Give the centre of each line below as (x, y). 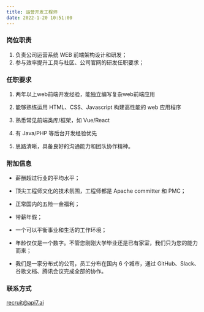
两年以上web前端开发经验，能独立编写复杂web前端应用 (85, 94)
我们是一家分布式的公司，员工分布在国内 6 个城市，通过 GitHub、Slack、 (107, 264)
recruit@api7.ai (25, 302)
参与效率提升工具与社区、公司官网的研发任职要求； (80, 62)
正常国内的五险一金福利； (47, 204)
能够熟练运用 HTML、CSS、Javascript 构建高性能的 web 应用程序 (98, 107)
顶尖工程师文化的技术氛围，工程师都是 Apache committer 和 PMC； (100, 191)
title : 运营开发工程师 (32, 12)
